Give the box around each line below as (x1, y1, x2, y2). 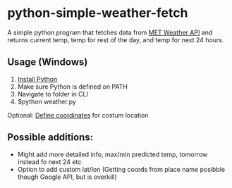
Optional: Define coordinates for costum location (7, 111, 149, 119)
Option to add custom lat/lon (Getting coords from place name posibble (17, 165, 226, 173)
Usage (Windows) (7, 56, 88, 68)
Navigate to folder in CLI (17, 89, 89, 98)
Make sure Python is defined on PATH (17, 82, 128, 91)
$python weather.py (17, 97, 76, 106)
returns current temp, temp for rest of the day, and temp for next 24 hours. (7, 35, 224, 44)
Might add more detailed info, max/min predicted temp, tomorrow (17, 150, 208, 158)
